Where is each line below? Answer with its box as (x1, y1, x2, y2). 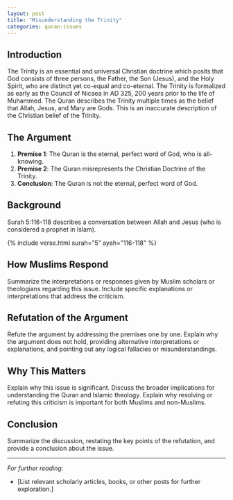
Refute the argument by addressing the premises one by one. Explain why (7, 330, 218, 338)
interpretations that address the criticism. (7, 292, 125, 300)
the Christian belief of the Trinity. (7, 112, 101, 120)
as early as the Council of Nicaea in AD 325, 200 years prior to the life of (7, 89, 215, 98)
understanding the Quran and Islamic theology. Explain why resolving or (7, 391, 213, 399)
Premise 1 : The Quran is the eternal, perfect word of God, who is (17, 150, 202, 158)
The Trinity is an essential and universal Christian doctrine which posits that (7, 67, 223, 76)
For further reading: (7, 464, 64, 472)
